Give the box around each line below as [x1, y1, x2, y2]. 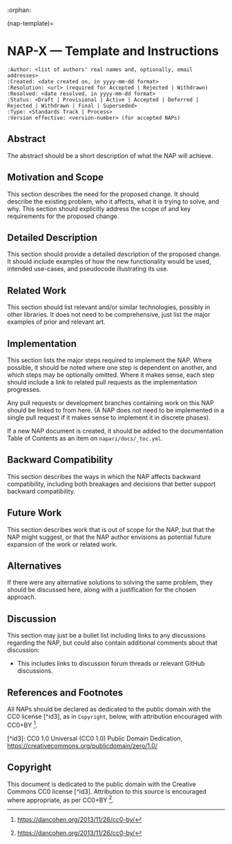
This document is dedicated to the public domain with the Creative [7, 780, 197, 788]
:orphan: [7, 6, 31, 14]
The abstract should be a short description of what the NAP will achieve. [7, 151, 213, 159]
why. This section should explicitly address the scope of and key [7, 204, 191, 213]
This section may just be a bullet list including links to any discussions [7, 631, 206, 640]
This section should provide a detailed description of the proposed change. [7, 250, 222, 258]
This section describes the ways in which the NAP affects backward [7, 472, 201, 480]
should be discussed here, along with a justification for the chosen [7, 586, 197, 594]
